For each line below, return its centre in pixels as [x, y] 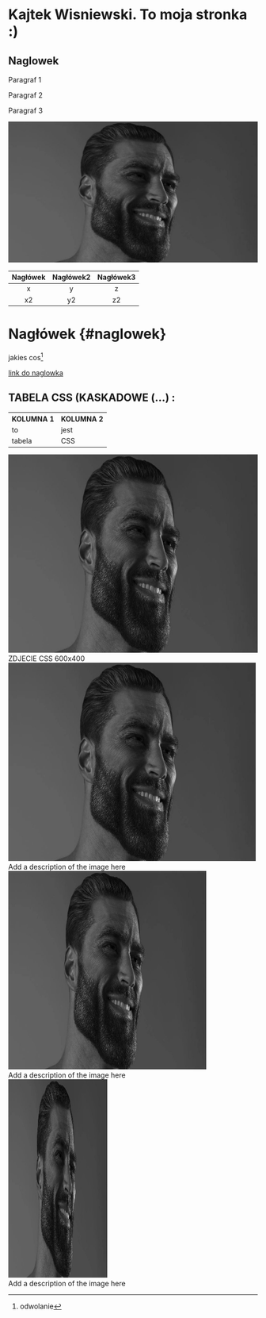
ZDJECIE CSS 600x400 [47, 658]
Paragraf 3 [26, 110]
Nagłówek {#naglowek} [87, 334]
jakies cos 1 [26, 356]
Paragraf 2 [26, 95]
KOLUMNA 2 [82, 419]
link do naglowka [36, 373]
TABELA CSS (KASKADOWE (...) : [92, 397]
